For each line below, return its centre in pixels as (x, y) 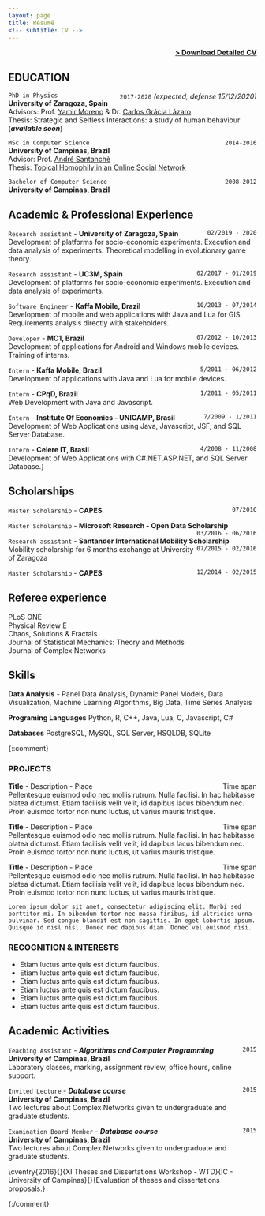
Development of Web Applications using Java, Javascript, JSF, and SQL (125, 426)
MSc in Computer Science (49, 143)
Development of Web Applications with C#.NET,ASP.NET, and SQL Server (128, 458)
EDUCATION (39, 77)
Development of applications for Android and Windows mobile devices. (123, 347)
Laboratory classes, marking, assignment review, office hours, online (120, 1067)
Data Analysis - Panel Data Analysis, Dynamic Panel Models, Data (116, 694)
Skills (22, 676)
